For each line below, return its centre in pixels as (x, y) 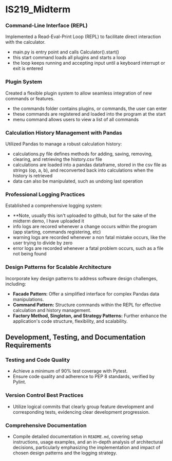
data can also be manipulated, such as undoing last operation (78, 181)
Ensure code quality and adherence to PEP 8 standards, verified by (84, 377)
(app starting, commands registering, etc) (57, 232)
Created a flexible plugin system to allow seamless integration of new (79, 93)
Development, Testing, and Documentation (75, 337)
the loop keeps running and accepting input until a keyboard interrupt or (89, 63)
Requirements (28, 345)
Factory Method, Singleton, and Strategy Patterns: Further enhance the (90, 316)
